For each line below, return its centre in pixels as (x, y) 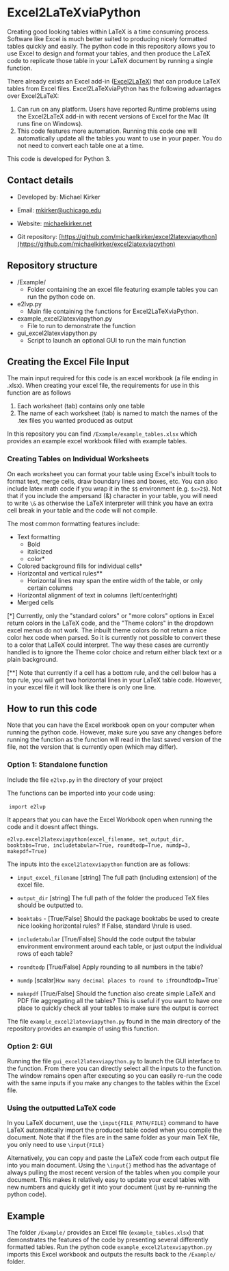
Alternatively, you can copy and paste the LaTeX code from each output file (113, 1158)
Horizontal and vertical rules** (60, 573)
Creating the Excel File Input (68, 361)
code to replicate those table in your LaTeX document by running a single (110, 60)
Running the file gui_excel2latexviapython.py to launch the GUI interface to (114, 1061)
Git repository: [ (39, 236)
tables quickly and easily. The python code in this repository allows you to (111, 46)
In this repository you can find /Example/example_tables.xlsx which (102, 434)
